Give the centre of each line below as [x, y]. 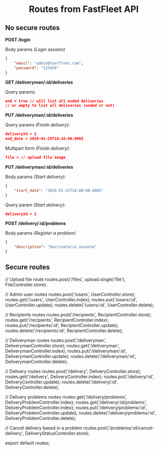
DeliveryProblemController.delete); [41, 418]
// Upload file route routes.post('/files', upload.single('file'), [66, 279]
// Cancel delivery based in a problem [44, 428]
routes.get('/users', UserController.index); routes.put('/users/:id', [71, 299]
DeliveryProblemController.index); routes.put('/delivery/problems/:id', [76, 407]
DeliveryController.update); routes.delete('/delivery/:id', [62, 382]
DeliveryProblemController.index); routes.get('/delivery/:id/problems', [76, 402]
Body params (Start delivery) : [36, 177]
